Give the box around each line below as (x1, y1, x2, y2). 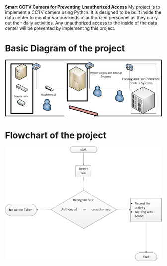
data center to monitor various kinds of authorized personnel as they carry (5, 15, 158, 20)
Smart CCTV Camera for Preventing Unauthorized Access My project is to (5, 4, 161, 10)
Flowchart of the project (5, 130, 107, 141)
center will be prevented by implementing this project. (5, 25, 116, 31)
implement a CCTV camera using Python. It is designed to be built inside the (5, 9, 162, 15)
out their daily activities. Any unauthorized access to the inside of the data (5, 20, 157, 26)
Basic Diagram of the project (5, 43, 125, 54)
